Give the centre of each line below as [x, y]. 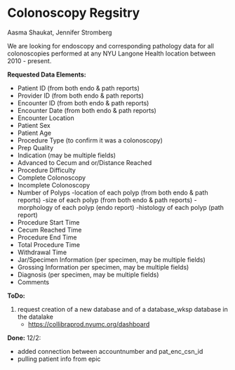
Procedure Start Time [48, 222]
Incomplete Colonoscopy [54, 185]
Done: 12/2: [24, 338]
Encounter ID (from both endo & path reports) [83, 103]
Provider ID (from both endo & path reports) [80, 95]
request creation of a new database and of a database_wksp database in [122, 309]
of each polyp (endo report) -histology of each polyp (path [139, 207]
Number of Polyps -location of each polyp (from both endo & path [113, 192]
